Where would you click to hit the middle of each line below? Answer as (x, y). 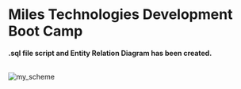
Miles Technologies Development (120, 15)
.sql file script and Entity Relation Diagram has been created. (110, 53)
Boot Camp (46, 31)
